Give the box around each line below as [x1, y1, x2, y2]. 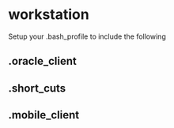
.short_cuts [8, 81, 66, 95]
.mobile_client [8, 108, 80, 122]
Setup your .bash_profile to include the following [8, 32, 166, 41]
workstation [8, 6, 89, 24]
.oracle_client [8, 55, 77, 68]
